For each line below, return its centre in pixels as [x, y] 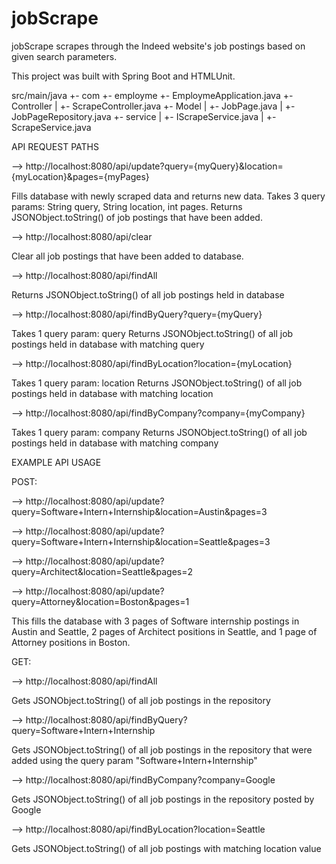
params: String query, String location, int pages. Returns [127, 206]
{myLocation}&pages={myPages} [80, 176]
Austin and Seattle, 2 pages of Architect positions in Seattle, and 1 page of [164, 631]
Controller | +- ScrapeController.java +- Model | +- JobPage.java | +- [153, 106]
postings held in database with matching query [108, 344]
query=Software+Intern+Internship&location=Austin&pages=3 [139, 511]
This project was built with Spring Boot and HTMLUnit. [123, 76]
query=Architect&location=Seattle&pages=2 [102, 571]
